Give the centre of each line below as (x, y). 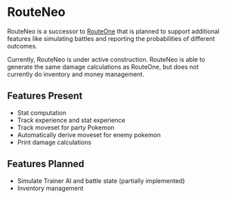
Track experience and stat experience (71, 120)
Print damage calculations (54, 142)
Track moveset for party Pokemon (66, 127)
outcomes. (22, 46)
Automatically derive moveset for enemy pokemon (89, 135)
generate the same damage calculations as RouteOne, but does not (103, 67)
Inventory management (50, 188)
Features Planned (46, 164)
